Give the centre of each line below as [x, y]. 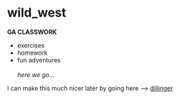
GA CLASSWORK [32, 32]
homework [32, 53]
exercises [31, 45]
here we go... [36, 75]
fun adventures [39, 60]
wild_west [37, 13]
